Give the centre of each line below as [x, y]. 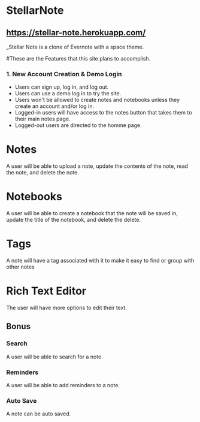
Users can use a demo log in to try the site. [68, 94]
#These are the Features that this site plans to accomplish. [78, 58]
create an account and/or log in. [54, 106]
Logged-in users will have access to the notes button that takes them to [103, 113]
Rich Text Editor [46, 291]
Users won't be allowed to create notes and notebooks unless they [97, 100]
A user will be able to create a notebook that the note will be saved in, [92, 213]
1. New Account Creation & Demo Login [64, 74]
